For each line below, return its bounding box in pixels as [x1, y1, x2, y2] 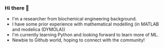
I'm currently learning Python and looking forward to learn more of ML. [12, 32, 159, 38]
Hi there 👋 [5, 4, 30, 11]
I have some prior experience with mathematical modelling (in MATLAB [12, 21, 159, 27]
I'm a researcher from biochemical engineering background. [12, 16, 137, 22]
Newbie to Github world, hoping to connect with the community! [12, 37, 145, 43]
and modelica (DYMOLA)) [12, 26, 65, 32]
